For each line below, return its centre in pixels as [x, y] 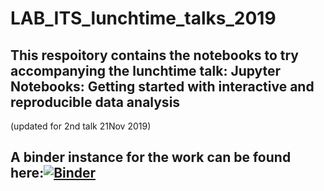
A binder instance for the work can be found [151, 157]
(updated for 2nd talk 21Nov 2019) [81, 126]
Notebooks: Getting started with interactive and [162, 86]
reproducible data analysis [95, 102]
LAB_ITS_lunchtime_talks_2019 [143, 18]
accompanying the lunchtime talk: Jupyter [146, 70]
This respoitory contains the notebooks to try [154, 55]
